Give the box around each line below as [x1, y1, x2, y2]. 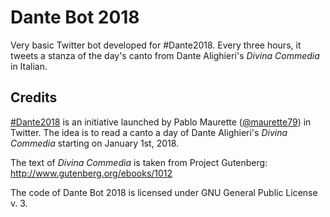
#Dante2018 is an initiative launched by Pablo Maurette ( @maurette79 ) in [10, 116, 312, 128]
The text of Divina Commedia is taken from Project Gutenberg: [10, 156, 268, 168]
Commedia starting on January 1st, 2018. [10, 137, 180, 149]
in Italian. [10, 60, 48, 72]
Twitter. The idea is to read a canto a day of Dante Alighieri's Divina [10, 126, 288, 138]
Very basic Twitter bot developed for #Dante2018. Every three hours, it [10, 39, 302, 51]
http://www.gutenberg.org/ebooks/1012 [10, 167, 173, 179]
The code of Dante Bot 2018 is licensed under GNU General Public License [10, 186, 318, 198]
